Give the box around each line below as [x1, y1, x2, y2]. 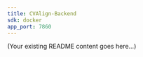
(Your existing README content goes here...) [7, 42, 137, 51]
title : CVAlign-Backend [7, 10, 77, 17]
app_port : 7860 [7, 23, 52, 30]
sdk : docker [7, 17, 42, 24]
